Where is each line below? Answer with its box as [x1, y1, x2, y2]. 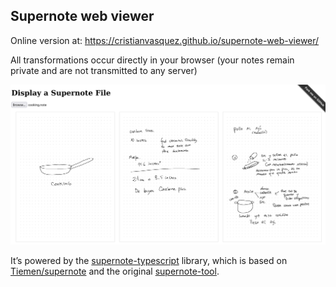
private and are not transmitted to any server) [10, 64, 198, 76]
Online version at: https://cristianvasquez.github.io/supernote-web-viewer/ [10, 34, 320, 46]
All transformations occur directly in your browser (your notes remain [10, 54, 295, 66]
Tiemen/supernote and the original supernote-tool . [10, 265, 220, 278]
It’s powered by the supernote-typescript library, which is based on [10, 255, 288, 267]
